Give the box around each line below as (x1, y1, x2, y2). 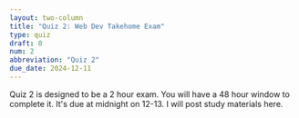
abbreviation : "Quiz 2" (9, 55, 100, 64)
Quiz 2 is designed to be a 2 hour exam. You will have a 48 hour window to (9, 88, 290, 100)
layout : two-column (9, 13, 84, 23)
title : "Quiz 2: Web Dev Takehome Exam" (9, 22, 166, 31)
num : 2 (9, 47, 35, 56)
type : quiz (9, 30, 51, 39)
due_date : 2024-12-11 (9, 64, 92, 74)
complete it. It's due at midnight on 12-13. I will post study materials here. (9, 98, 284, 109)
